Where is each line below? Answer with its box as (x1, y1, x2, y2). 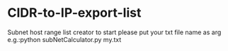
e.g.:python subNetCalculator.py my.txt (7, 35, 122, 43)
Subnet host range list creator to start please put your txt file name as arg (7, 28, 222, 36)
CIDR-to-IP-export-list (7, 5, 142, 21)
